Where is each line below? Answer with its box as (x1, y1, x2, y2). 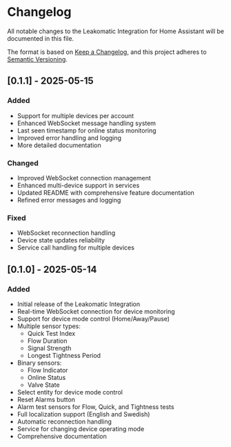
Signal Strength (27, 343, 72, 352)
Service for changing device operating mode (17, 424, 145, 432)
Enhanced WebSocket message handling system (17, 119, 157, 127)
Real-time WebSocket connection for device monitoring (17, 307, 175, 315)
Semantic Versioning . (7, 55, 68, 63)
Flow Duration (27, 336, 68, 345)
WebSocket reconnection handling (17, 229, 116, 237)
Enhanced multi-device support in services (17, 181, 140, 189)
